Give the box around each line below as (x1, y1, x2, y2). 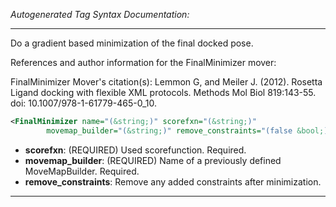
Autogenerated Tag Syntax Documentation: (10, 9, 190, 20)
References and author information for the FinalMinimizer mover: (10, 57, 277, 68)
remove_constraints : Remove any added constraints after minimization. (24, 175, 322, 188)
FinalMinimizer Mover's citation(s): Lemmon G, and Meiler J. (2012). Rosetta (10, 76, 323, 88)
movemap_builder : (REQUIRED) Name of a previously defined (24, 154, 282, 166)
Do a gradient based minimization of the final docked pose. (10, 37, 254, 49)
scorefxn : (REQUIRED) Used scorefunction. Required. (24, 144, 247, 156)
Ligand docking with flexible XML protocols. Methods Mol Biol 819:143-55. (10, 87, 317, 98)
